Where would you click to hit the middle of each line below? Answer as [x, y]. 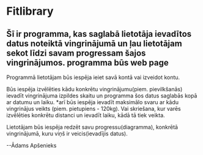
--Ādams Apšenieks [31, 146]
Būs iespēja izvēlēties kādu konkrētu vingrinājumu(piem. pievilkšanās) [94, 89]
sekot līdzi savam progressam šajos [76, 53]
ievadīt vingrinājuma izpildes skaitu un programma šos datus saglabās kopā [102, 96]
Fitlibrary [30, 11]
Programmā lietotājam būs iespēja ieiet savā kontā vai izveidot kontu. [93, 77]
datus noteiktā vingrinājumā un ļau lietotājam [94, 43]
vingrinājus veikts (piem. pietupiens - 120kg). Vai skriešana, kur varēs [94, 109]
